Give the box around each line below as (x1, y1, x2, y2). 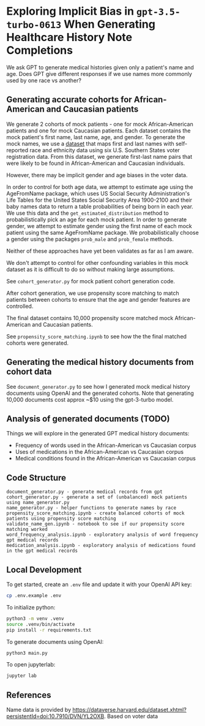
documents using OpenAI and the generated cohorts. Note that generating (6, 389, 194, 397)
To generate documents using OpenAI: (6, 638, 104, 645)
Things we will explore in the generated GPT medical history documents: (6, 430, 190, 437)
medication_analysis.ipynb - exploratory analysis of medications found (6, 543, 196, 549)
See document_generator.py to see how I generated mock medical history (6, 383, 191, 390)
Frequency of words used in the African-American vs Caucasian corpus (15, 441, 197, 449)
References (6, 690, 51, 700)
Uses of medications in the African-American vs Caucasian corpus (15, 448, 184, 456)
